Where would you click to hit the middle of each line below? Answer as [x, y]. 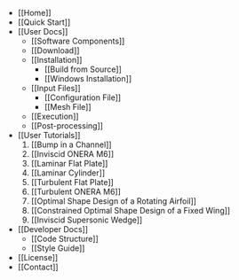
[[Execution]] [55, 116]
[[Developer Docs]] [53, 229]
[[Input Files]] [56, 88]
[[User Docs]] [43, 31]
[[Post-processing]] [67, 126]
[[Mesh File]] [68, 107]
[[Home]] [34, 13]
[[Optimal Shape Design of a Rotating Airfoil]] [114, 201]
